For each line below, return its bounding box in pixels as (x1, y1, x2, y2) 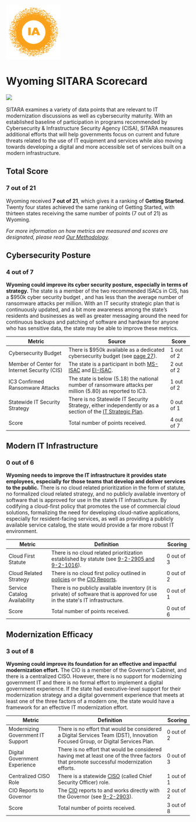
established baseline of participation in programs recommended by (6, 118, 167, 125)
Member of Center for (8, 360, 61, 367)
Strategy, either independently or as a (68, 401, 159, 408)
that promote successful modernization (58, 758, 153, 765)
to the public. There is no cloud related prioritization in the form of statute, (6, 484, 185, 491)
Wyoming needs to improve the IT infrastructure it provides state (6, 472, 167, 479)
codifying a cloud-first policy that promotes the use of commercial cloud (6, 503, 180, 510)
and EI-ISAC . (81, 367, 113, 374)
